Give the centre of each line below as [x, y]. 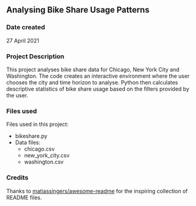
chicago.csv [39, 149]
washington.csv [44, 162]
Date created [26, 27]
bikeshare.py [31, 136]
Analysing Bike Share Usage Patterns [78, 10]
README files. [24, 197]
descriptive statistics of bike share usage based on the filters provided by [98, 89]
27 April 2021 [23, 40]
